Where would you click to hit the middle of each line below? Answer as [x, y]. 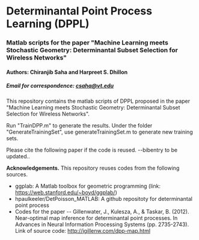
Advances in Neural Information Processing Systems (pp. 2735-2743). [102, 224]
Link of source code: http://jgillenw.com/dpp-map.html [83, 230]
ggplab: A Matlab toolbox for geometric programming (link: [88, 186]
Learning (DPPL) [48, 24]
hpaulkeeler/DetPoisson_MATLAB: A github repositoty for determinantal [103, 198]
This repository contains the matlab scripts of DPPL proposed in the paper [98, 101]
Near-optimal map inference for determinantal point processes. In [96, 218]
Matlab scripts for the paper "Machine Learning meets [87, 43]
